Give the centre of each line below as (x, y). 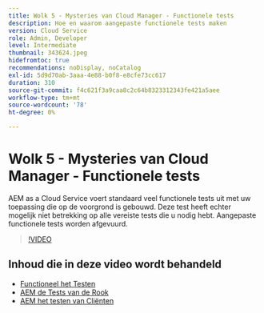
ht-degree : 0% (32, 113)
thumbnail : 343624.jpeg (48, 53)
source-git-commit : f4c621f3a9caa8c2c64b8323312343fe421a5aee (114, 90)
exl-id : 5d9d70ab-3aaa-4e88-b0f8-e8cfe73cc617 (87, 75)
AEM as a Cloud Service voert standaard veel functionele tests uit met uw (130, 198)
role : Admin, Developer (48, 38)
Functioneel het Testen (58, 283)
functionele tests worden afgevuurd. (68, 223)
